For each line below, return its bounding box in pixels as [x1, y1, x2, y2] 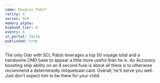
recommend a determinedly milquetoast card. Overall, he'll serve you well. [5, 67, 154, 73]
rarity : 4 [5, 12, 25, 17]
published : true [5, 39, 38, 44]
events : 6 [5, 30, 25, 34]
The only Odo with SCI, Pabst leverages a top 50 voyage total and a [5, 52, 140, 58]
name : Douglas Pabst [5, 7, 47, 12]
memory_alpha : [5, 20, 34, 26]
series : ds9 [5, 16, 29, 21]
